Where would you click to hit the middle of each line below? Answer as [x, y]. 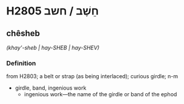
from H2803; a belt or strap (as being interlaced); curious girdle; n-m [92, 76]
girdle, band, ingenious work [51, 88]
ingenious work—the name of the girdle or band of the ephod [100, 94]
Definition [21, 63]
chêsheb [23, 33]
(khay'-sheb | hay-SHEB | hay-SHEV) [53, 47]
